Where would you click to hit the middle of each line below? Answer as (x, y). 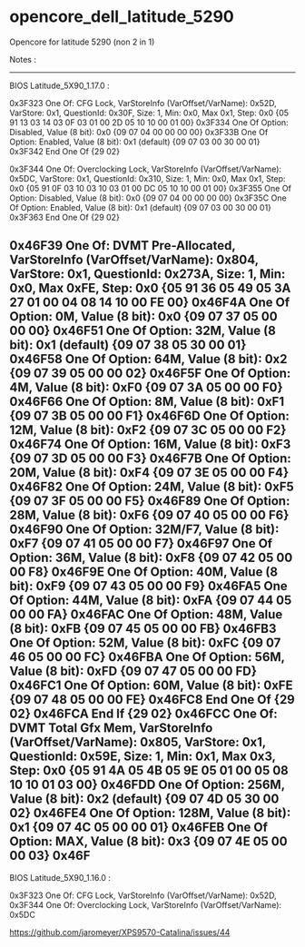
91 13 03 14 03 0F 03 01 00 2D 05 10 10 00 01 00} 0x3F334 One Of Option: (149, 122)
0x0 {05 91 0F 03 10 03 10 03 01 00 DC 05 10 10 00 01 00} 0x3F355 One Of (151, 188)
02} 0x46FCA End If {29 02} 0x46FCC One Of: (144, 714)
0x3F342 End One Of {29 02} (65, 151)
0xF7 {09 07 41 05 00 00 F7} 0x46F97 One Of (141, 543)
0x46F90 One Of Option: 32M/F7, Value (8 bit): (144, 530)
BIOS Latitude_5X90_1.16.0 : (60, 877)
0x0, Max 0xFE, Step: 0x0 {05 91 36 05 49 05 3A (150, 288)
